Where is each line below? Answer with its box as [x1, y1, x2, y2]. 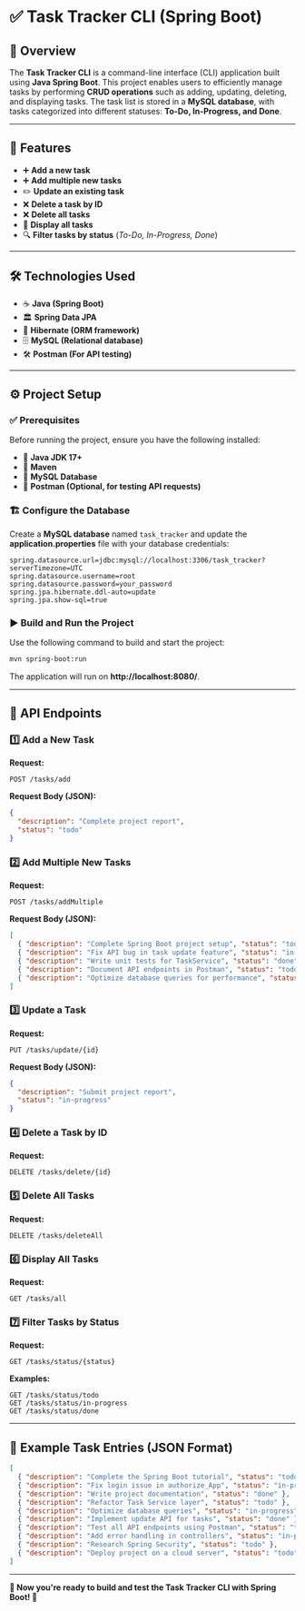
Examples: [9, 1373, 50, 1384]
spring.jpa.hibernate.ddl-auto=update [9, 588, 156, 597]
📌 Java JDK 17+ [22, 452, 84, 463]
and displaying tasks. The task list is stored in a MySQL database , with [9, 96, 275, 106]
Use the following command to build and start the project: [9, 637, 225, 647]
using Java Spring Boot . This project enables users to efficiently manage [9, 77, 283, 87]
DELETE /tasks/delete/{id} [9, 1168, 112, 1177]
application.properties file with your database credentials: [9, 538, 230, 549]
